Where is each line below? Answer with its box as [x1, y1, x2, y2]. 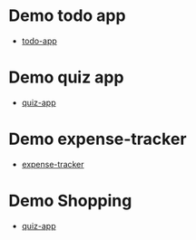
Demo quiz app [8, 67, 124, 88]
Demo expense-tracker [8, 129, 187, 149]
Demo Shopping [8, 191, 132, 211]
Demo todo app [8, 5, 126, 26]
